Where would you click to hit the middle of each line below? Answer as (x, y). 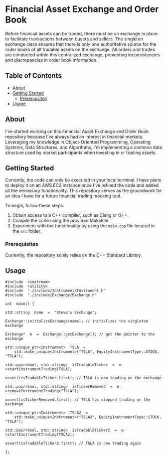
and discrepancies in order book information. (51, 60)
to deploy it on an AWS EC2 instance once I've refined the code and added (82, 185)
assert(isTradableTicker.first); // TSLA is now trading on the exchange (83, 378)
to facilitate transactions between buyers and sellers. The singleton (74, 39)
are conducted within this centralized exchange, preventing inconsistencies (83, 55)
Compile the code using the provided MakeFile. (61, 221)
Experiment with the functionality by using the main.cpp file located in (83, 226)
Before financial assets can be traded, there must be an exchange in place (82, 33)
